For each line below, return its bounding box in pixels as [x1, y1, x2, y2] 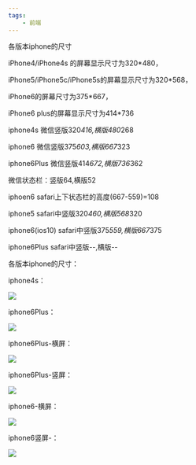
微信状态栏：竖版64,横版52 [8, 175, 97, 185]
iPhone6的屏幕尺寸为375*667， [8, 91, 113, 101]
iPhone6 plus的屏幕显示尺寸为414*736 [8, 108, 135, 118]
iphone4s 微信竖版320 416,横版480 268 [8, 125, 134, 135]
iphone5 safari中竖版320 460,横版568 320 [8, 209, 143, 218]
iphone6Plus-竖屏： [8, 370, 73, 379]
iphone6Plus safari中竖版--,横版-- [8, 242, 118, 252]
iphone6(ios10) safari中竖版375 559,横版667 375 [8, 225, 163, 234]
